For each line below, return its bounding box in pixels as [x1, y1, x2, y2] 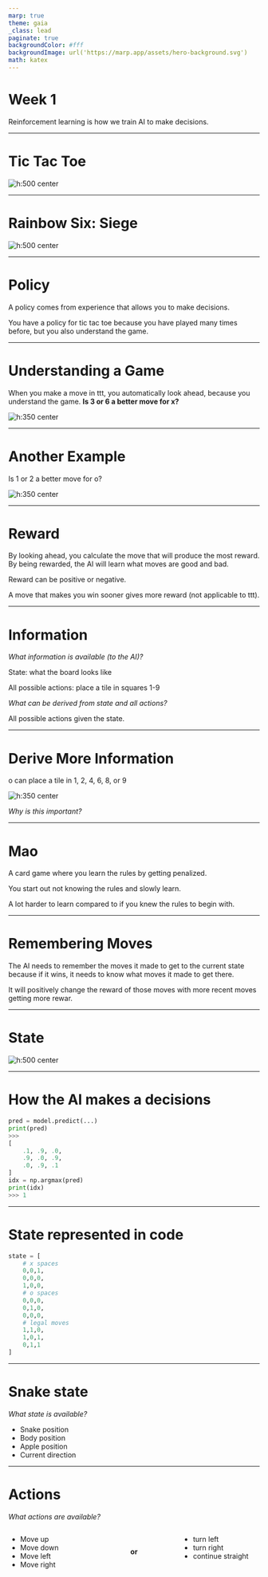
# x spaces [22, 1260, 59, 1268]
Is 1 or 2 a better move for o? [8, 474, 102, 483]
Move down [19, 1543, 59, 1552]
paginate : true [8, 34, 59, 42]
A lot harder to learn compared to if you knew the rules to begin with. [8, 899, 235, 909]
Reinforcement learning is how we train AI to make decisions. [8, 116, 209, 126]
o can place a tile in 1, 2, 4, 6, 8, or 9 [8, 775, 127, 786]
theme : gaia [8, 19, 48, 27]
